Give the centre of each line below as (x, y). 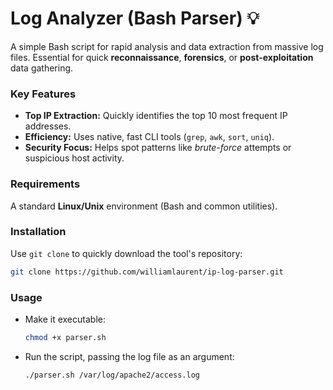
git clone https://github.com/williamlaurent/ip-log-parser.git (147, 272)
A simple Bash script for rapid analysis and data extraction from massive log (167, 46)
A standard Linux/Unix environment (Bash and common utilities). (144, 206)
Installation (38, 232)
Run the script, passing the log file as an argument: (129, 356)
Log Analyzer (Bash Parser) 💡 (135, 18)
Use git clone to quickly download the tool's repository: (126, 253)
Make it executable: (65, 319)
